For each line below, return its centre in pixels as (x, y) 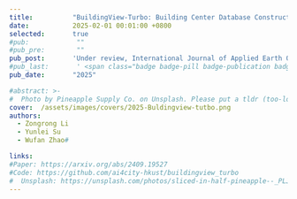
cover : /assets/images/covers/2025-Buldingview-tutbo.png (120, 107)
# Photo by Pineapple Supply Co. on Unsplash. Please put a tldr (134, 99)
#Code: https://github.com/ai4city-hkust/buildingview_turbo (124, 172)
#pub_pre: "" (47, 50)
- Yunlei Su (39, 132)
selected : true (49, 34)
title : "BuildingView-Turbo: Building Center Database (130, 17)
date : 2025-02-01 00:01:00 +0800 (91, 26)
